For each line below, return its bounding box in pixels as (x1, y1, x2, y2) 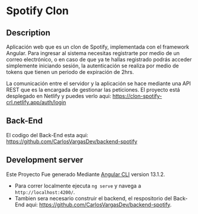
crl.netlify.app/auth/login (6, 99, 66, 106)
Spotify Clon (6, 4, 69, 18)
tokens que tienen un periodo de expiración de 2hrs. (6, 69, 135, 75)
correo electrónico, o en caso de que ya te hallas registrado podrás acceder (6, 56, 192, 63)
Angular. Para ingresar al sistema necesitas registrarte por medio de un (6, 50, 180, 57)
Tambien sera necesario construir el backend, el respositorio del (14, 194, 172, 202)
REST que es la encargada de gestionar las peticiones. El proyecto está (6, 86, 180, 93)
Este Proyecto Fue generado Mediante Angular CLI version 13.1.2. (6, 170, 165, 178)
